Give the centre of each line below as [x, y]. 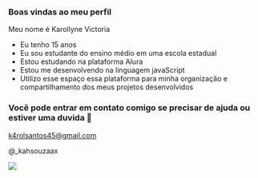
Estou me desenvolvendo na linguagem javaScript [103, 70]
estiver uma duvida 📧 [50, 118]
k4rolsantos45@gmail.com [52, 135]
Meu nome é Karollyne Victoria [59, 30]
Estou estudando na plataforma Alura [81, 61]
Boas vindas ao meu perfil [60, 12]
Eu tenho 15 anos [48, 45]
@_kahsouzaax [33, 151]
